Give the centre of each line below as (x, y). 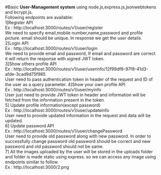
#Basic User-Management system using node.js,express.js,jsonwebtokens (81, 7)
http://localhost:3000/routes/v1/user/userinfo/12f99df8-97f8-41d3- (81, 69)
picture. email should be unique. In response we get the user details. (74, 38)
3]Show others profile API (31, 64)
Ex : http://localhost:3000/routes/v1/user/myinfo (53, 90)
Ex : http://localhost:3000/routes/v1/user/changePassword (64, 131)
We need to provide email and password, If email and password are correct (80, 53)
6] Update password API (30, 126)
